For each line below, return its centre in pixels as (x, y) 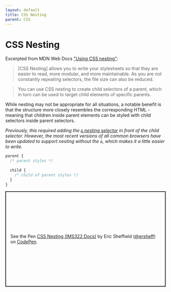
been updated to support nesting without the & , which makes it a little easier (85, 141)
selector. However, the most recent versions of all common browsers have (83, 136)
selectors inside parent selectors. (40, 121)
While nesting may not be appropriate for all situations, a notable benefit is (83, 104)
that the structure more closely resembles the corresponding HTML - (78, 110)
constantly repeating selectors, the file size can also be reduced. (85, 79)
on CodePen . (24, 242)
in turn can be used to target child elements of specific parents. (84, 95)
